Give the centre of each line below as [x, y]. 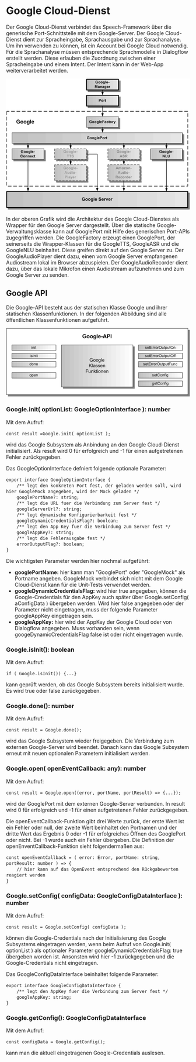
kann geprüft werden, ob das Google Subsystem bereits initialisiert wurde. [95, 685]
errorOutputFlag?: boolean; [50, 544]
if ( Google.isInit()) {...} [41, 674]
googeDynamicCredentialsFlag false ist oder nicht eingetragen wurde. [99, 634]
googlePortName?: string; [48, 497]
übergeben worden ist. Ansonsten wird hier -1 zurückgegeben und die [90, 957]
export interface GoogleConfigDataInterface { [64, 986]
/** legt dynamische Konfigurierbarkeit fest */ [77, 515]
